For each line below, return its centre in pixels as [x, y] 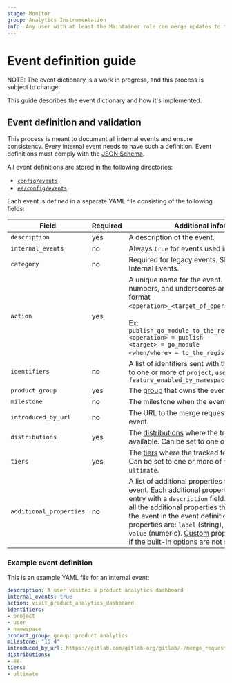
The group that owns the [168, 390]
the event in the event [164, 516]
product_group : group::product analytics [68, 635]
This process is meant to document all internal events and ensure [100, 139]
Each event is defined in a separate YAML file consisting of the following [110, 201]
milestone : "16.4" [33, 642]
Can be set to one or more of [175, 462]
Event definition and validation [74, 122]
